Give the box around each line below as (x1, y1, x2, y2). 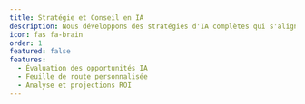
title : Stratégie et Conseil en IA (9, 13, 144, 23)
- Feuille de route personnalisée (17, 72, 148, 81)
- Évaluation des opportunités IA (17, 64, 148, 73)
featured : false (9, 47, 71, 56)
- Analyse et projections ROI (17, 80, 132, 90)
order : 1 (9, 38, 43, 48)
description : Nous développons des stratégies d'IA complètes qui (9, 22, 266, 31)
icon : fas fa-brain (9, 30, 84, 39)
